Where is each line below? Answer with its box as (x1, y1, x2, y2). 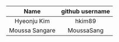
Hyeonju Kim (14, 17, 50, 25)
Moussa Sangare (9, 26, 56, 34)
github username (61, 7, 110, 15)
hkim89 (75, 17, 97, 25)
